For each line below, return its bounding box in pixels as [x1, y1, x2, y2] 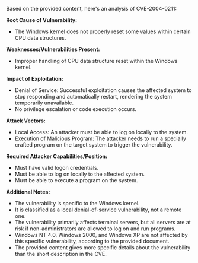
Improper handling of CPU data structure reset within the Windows [14, 58, 178, 64]
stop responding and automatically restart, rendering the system [14, 93, 172, 100]
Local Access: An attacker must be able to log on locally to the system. [14, 129, 189, 135]
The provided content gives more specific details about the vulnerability [14, 244, 191, 251]
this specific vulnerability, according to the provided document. [14, 237, 170, 245]
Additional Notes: [6, 188, 50, 195]
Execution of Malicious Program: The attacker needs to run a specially [14, 135, 187, 142]
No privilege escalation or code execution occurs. [14, 106, 137, 112]
